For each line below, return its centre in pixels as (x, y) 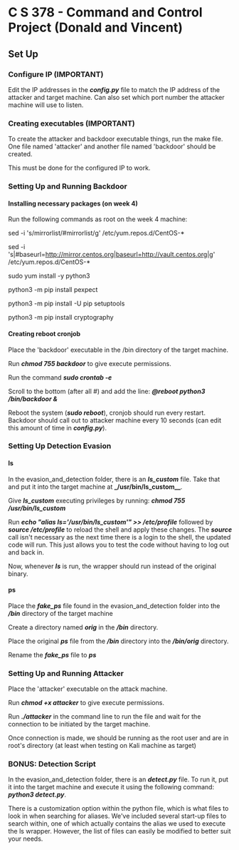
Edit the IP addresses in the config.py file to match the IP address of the (114, 89)
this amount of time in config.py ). (58, 427)
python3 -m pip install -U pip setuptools (67, 303)
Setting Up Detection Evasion (60, 446)
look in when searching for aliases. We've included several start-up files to (117, 816)
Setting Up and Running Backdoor (68, 186)
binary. (18, 573)
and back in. (26, 552)
